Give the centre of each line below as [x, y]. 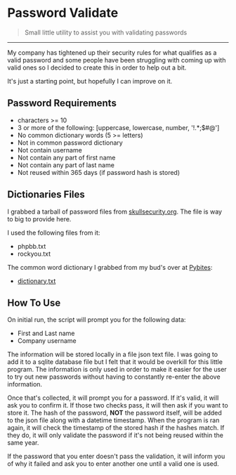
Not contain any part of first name [66, 157]
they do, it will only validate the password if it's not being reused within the [115, 435]
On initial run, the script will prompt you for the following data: [97, 320]
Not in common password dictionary [70, 143]
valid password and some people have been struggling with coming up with [117, 60]
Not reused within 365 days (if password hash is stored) [99, 172]
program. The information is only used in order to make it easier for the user [117, 370]
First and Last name [46, 333]
